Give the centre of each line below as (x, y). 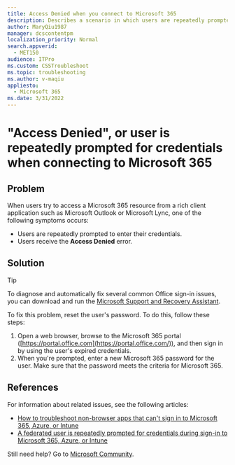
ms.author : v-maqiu (36, 79)
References (33, 388)
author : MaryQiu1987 (37, 27)
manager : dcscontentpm (40, 33)
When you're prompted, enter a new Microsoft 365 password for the (116, 358)
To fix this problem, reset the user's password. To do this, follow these (108, 314)
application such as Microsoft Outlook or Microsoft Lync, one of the (104, 213)
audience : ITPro (31, 60)
